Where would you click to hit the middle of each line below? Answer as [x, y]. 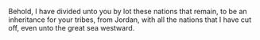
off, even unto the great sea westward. [72, 28]
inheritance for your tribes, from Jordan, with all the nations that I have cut [130, 20]
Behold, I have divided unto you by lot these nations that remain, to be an [128, 11]
